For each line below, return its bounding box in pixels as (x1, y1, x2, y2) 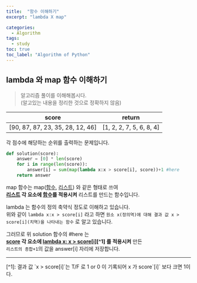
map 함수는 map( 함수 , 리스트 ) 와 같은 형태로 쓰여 (6, 183, 118, 190)
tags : (6, 36, 19, 42)
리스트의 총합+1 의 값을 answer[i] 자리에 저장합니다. (6, 245, 120, 252)
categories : (6, 25, 35, 30)
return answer (16, 172, 51, 179)
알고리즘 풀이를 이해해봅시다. (20, 91, 87, 98)
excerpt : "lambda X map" (6, 14, 67, 20)
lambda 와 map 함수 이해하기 (6, 75, 107, 85)
